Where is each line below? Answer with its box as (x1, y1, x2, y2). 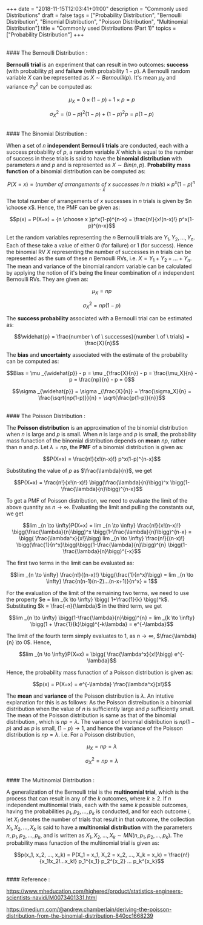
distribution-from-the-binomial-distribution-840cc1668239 (6, 912, 153, 920)
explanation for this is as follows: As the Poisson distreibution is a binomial (6, 699, 192, 706)
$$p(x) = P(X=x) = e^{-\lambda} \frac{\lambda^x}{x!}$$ (32, 681, 171, 687)
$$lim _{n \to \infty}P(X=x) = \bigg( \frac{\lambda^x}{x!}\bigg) (19, 650, 173, 658)
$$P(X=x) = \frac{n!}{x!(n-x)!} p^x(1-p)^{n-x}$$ (42, 455, 161, 462)
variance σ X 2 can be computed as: (6, 81, 93, 92)
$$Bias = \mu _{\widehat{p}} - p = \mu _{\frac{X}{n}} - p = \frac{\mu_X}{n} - (6, 370, 198, 376)
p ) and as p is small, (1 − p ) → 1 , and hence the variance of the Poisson (6, 724, 183, 732)
